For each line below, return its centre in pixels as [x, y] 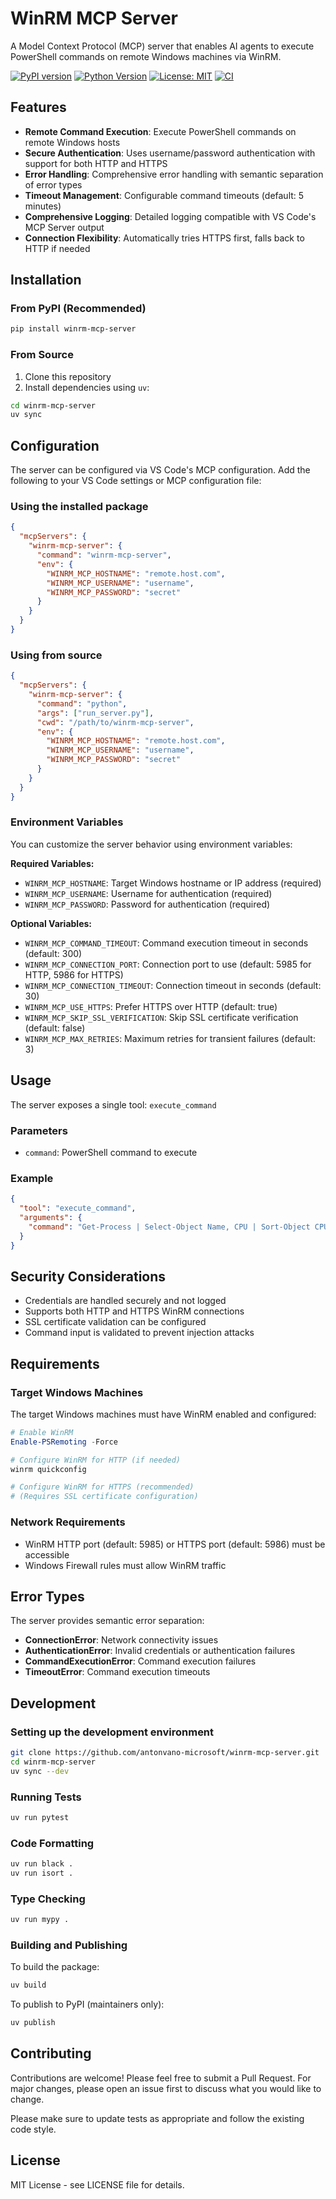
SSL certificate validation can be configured [115, 1322]
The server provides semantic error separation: [107, 1621]
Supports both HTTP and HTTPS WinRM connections [134, 1311]
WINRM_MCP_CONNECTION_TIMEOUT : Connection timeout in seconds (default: [173, 985]
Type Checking [48, 1899]
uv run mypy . [40, 1920]
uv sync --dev [40, 1771]
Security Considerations [88, 1276]
